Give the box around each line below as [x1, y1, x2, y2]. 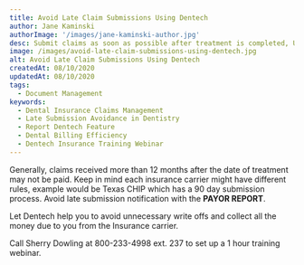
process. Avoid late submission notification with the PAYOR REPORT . [9, 193, 266, 203]
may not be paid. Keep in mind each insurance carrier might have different [9, 174, 287, 185]
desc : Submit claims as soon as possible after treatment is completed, [9, 38, 290, 48]
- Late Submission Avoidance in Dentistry [17, 114, 180, 123]
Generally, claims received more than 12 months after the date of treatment [9, 164, 289, 175]
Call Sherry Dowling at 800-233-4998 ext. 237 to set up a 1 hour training [9, 237, 280, 249]
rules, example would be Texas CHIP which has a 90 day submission [9, 183, 265, 194]
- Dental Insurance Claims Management [17, 106, 165, 115]
